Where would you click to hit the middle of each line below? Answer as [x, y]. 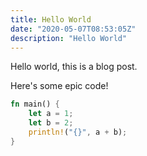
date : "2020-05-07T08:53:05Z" [73, 29]
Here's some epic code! [59, 86]
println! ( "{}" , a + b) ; [78, 132]
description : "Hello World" [69, 38]
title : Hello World [51, 19]
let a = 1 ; [51, 114]
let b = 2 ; [51, 123]
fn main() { [35, 104]
